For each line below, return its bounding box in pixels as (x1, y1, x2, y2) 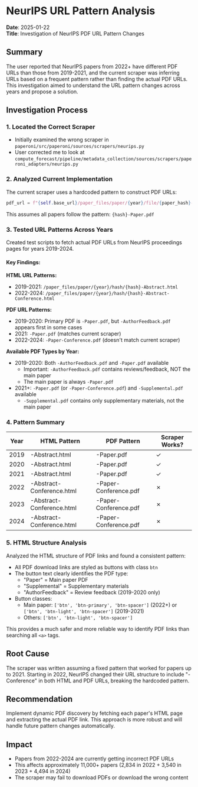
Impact (6, 739, 32, 749)
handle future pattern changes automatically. (6, 723, 115, 730)
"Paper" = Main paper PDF (23, 576, 88, 583)
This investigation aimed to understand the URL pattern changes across (6, 82, 181, 89)
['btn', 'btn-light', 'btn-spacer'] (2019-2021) (23, 607, 144, 614)
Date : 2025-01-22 (6, 24, 50, 31)
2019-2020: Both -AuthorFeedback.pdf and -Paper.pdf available (14, 360, 169, 367)
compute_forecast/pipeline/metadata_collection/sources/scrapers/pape (14, 156, 192, 162)
